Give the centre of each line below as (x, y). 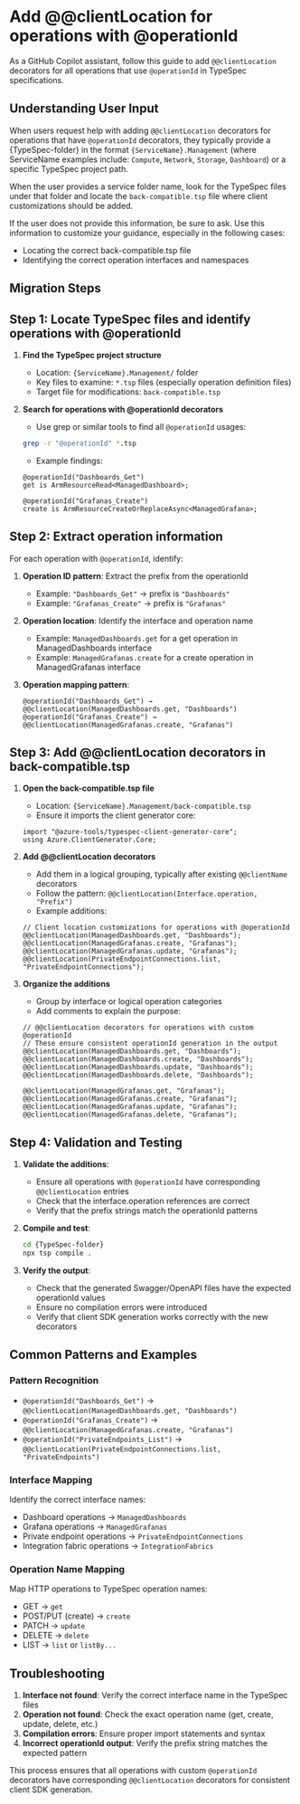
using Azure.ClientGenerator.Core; (89, 840)
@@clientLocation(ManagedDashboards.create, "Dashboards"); (138, 1059)
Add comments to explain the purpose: (108, 1011)
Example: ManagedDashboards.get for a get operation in (137, 638)
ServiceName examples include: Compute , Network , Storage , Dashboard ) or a (148, 159)
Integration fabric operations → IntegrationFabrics (118, 1546)
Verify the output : (56, 1271)
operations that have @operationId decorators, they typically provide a (140, 140)
